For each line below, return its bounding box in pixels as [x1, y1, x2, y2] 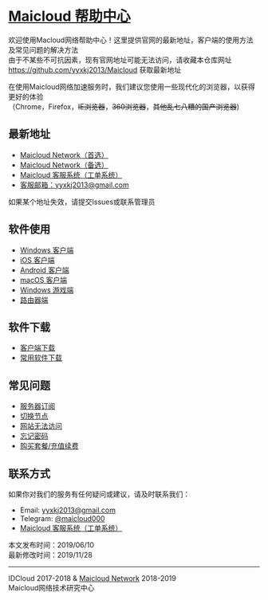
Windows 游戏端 [19, 284, 74, 295]
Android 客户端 [19, 265, 69, 275]
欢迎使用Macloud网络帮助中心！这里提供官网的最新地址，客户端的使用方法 [8, 35, 254, 45]
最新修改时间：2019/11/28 [8, 551, 93, 559]
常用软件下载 [19, 353, 62, 363]
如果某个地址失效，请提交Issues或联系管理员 [8, 197, 156, 206]
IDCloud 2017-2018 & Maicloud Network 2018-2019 [8, 574, 177, 582]
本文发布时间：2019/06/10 [8, 540, 94, 550]
